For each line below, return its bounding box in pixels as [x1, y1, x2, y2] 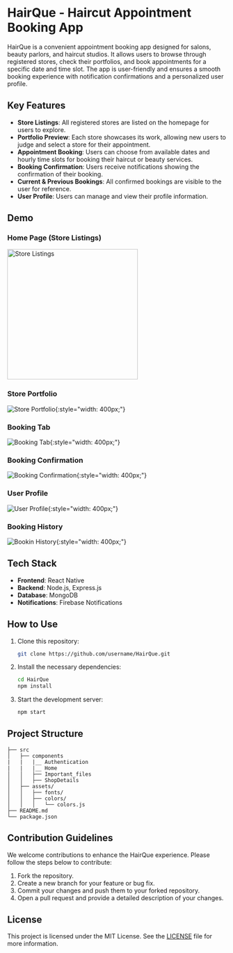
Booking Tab [7, 422, 51, 432]
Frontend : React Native [17, 576, 85, 585]
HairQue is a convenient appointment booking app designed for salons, [7, 42, 211, 51]
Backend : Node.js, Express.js [17, 583, 102, 592]
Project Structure [7, 728, 83, 740]
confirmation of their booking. [17, 170, 103, 178]
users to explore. [17, 125, 66, 133]
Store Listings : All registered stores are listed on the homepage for [17, 118, 210, 127]
